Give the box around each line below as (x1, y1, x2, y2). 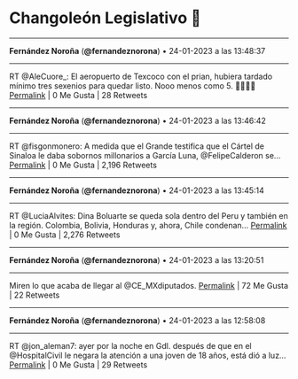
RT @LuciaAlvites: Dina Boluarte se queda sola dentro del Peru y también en (9, 210, 288, 220)
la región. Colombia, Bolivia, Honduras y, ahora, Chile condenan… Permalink (9, 220, 287, 230)
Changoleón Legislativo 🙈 (9, 8, 201, 28)
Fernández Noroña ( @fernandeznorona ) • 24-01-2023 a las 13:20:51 (9, 254, 264, 265)
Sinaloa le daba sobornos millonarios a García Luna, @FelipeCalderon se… (9, 150, 281, 160)
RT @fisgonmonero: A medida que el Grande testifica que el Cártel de (9, 141, 264, 151)
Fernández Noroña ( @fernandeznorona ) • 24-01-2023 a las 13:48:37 (9, 45, 266, 56)
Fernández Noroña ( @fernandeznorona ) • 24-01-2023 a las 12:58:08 (9, 314, 266, 326)
